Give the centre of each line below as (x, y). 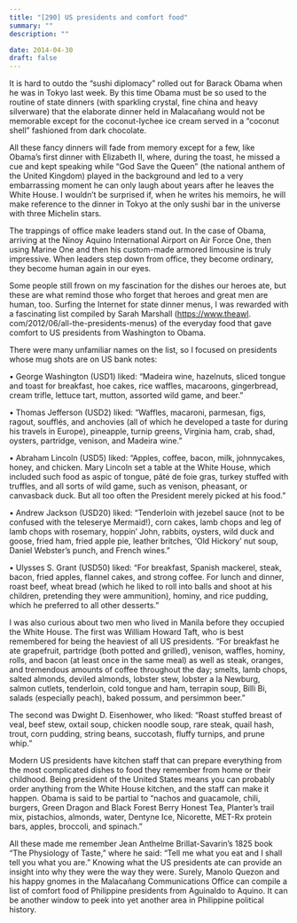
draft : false (33, 59)
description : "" (39, 34)
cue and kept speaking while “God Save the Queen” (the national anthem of (147, 167)
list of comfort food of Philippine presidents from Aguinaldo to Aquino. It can (148, 891)
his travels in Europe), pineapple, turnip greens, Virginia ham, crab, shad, (142, 432)
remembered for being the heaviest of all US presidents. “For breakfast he (145, 641)
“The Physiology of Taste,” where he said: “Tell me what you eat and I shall (146, 853)
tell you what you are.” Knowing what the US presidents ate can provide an (145, 863)
